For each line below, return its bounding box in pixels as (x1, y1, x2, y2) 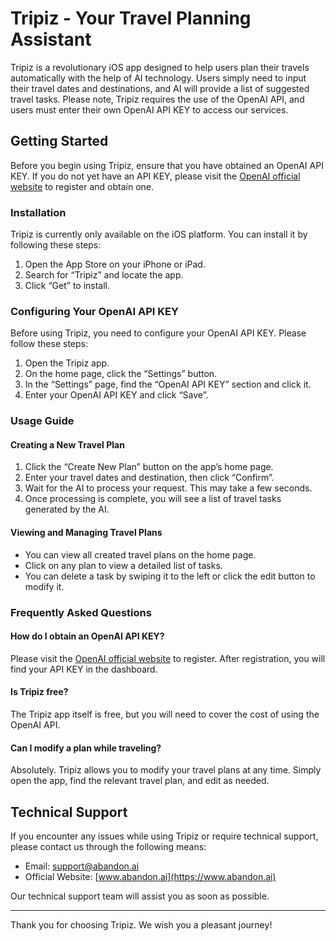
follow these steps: (10, 338, 88, 350)
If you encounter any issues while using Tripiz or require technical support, (10, 830, 319, 842)
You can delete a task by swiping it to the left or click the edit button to (24, 570, 316, 582)
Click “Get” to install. (24, 280, 111, 292)
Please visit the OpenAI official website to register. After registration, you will (10, 652, 326, 664)
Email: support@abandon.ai (24, 860, 140, 872)
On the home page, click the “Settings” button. (24, 368, 218, 380)
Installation (10, 205, 67, 219)
